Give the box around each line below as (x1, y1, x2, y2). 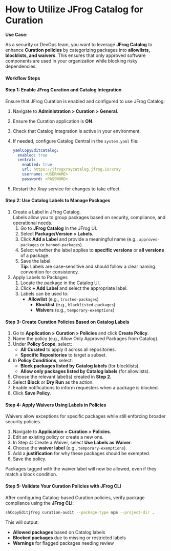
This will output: (5, 519, 39, 525)
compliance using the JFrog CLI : (5, 500, 74, 506)
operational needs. (12, 220, 53, 226)
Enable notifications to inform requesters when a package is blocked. (12, 385, 159, 391)
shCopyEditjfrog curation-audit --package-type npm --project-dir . (5, 509, 155, 515)
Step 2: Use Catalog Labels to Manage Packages (5, 198, 111, 204)
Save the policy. (12, 456, 47, 462)
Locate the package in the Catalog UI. (20, 280, 100, 286)
